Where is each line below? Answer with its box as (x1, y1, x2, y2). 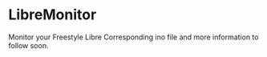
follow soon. (8, 40, 49, 50)
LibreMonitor (8, 6, 97, 24)
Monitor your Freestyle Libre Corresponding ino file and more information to (8, 32, 259, 42)
